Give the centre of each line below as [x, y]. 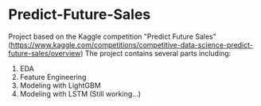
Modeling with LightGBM [60, 85]
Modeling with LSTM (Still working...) [80, 93]
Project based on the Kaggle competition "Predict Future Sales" [113, 36]
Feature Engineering [53, 77]
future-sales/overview [45, 53]
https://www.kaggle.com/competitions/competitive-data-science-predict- [132, 44]
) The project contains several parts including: [156, 53]
